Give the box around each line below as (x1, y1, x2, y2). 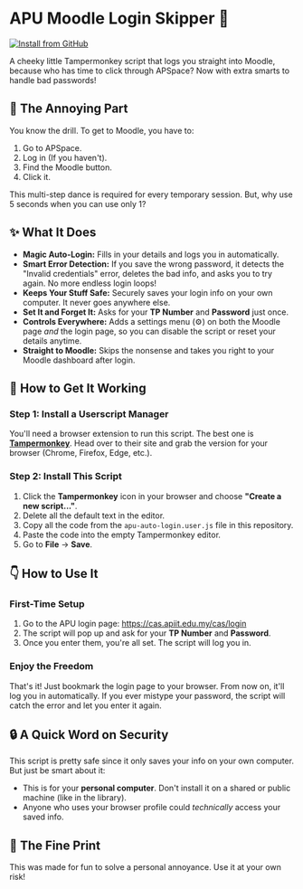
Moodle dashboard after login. (22, 355, 136, 365)
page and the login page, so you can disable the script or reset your (22, 326, 276, 336)
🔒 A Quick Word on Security (9, 727, 169, 742)
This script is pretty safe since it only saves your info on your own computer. (9, 755, 294, 767)
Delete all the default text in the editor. (22, 510, 166, 521)
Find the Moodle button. (22, 162, 113, 173)
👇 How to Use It (9, 565, 99, 582)
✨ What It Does (9, 225, 97, 241)
